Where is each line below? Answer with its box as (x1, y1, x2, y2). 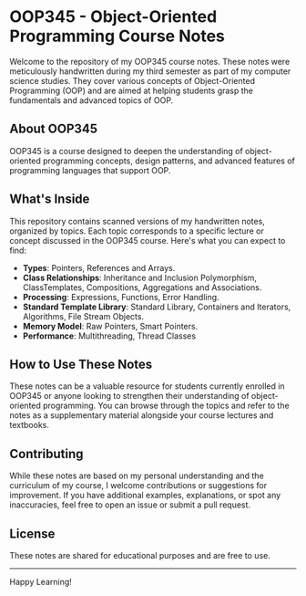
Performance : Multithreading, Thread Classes (22, 330, 197, 341)
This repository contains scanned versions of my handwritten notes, (9, 215, 266, 226)
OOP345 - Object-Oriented (9, 6, 218, 27)
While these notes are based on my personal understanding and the (9, 470, 264, 481)
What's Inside (9, 192, 90, 207)
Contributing (9, 445, 84, 462)
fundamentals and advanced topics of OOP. (9, 94, 174, 106)
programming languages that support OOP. (9, 164, 171, 175)
